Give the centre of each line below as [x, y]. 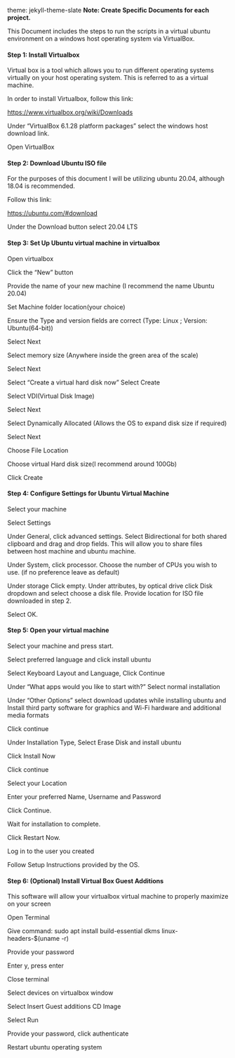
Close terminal [28, 979]
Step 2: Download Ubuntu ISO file [57, 163]
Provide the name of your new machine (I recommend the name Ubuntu [111, 286]
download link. [28, 133]
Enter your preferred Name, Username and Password [84, 797]
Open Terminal [29, 918]
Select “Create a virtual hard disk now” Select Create [83, 382]
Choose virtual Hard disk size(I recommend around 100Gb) [92, 464]
